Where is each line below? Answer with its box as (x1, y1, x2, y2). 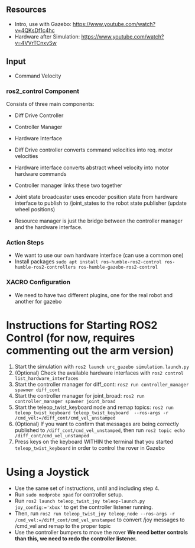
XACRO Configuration (6, 278, 71, 286)
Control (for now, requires (6, 331, 135, 344)
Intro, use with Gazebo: (14, 20, 72, 27)
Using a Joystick (6, 465, 90, 479)
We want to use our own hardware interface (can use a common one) (14, 252, 184, 259)
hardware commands (14, 170, 67, 177)
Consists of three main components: (6, 100, 95, 107)
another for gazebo (14, 298, 62, 305)
